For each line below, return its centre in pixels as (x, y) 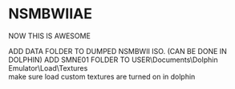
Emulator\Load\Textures (48, 68)
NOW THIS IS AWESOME (49, 36)
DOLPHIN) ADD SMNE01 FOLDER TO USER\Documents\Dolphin (113, 60)
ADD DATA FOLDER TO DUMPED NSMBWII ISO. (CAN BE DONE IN (118, 51)
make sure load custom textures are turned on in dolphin (102, 76)
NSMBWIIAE (50, 14)
